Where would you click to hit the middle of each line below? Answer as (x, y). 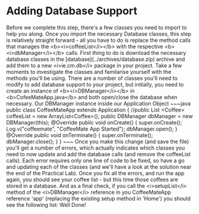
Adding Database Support (72, 11)
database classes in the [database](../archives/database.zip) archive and (96, 59)
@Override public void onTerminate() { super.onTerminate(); (80, 135)
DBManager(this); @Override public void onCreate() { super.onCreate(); (94, 122)
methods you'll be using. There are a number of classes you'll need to (92, 78)
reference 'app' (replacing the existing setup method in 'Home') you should (98, 199)
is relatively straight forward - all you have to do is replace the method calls (99, 40)
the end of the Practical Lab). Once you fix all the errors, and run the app (95, 173)
